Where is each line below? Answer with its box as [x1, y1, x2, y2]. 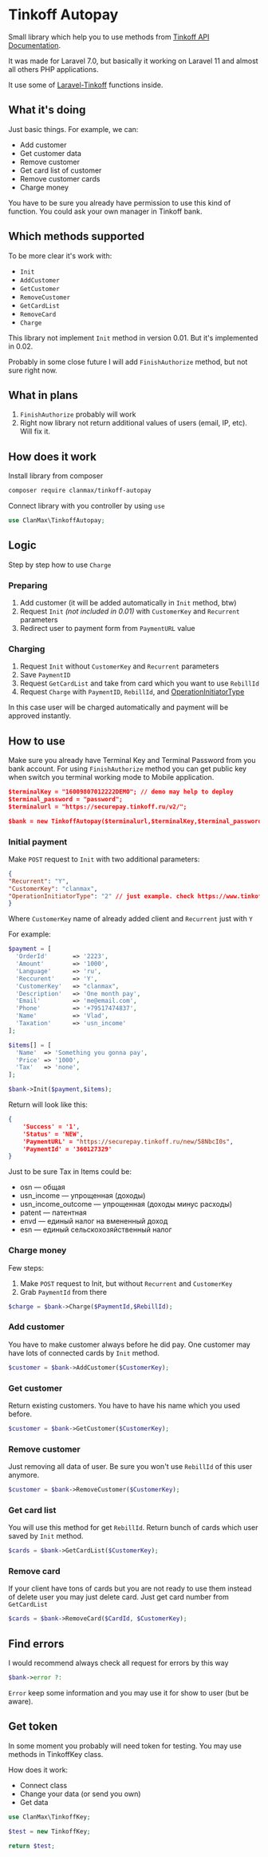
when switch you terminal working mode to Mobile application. [8, 773, 215, 782]
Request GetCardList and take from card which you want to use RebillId [19, 678, 259, 689]
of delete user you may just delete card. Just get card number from [8, 1592, 229, 1602]
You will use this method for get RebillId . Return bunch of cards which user [8, 1523, 258, 1532]
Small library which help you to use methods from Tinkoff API [8, 32, 210, 42]
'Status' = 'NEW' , [22, 1130, 84, 1138]
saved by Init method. [8, 1532, 84, 1541]
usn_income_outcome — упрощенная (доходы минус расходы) [19, 1200, 233, 1209]
